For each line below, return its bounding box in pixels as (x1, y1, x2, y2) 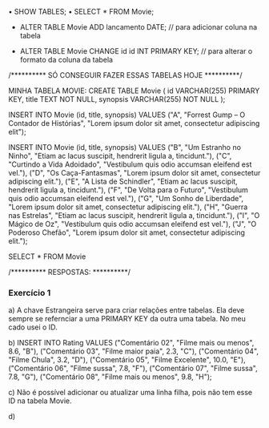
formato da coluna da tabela (19, 55, 114, 64)
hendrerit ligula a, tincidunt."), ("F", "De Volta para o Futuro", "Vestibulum (8, 185, 248, 195)
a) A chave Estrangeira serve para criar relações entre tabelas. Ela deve (8, 305, 245, 315)
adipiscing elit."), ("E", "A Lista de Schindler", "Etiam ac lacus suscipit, (8, 176, 238, 186)
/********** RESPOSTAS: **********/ (8, 268, 130, 277)
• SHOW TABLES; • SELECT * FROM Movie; (8, 7, 155, 16)
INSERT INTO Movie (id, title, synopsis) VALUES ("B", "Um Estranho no (8, 143, 242, 151)
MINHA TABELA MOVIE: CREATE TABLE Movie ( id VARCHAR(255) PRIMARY (8, 86, 260, 95)
